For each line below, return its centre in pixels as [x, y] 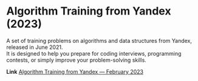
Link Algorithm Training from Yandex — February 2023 [75, 71]
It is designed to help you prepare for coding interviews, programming [94, 53]
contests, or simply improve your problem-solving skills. [77, 60]
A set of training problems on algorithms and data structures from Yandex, [99, 40]
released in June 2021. [35, 47]
